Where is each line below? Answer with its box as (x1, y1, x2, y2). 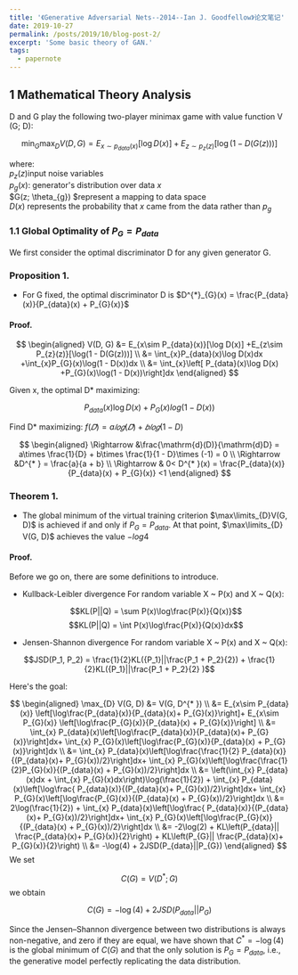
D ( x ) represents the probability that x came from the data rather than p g (9, 201, 272, 214)
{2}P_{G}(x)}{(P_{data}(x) (10, 765, 104, 775)
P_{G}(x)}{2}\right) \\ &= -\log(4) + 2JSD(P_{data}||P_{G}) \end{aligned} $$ (12, 840, 287, 851)
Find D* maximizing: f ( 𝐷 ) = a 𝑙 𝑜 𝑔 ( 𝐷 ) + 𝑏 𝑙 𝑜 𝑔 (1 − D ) (9, 422, 184, 432)
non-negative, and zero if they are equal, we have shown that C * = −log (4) (9, 933, 285, 946)
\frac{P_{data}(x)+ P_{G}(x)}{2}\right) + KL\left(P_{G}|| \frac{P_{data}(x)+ (14, 831, 285, 842)
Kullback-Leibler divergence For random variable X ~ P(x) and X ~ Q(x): (21, 589, 285, 600)
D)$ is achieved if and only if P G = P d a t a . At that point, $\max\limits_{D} (21, 520, 284, 533)
